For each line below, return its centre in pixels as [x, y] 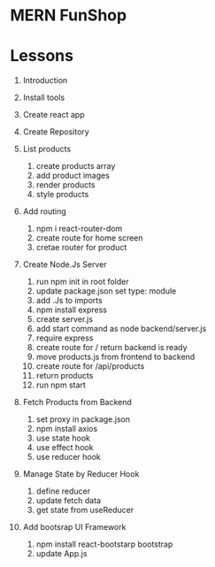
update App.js [61, 554]
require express [65, 338]
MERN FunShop [69, 15]
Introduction [45, 80]
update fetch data [68, 501]
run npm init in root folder [82, 282]
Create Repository [56, 132]
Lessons [42, 56]
